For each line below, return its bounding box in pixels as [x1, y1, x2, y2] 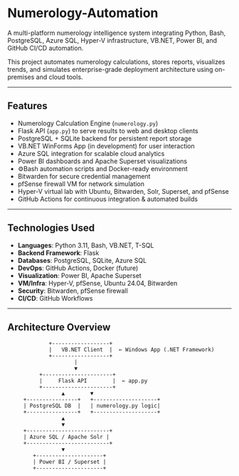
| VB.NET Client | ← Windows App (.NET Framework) [48, 346, 215, 353]
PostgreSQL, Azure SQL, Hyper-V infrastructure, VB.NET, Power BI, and [7, 36, 218, 44]
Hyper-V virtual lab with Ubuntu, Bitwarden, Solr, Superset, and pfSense [17, 187, 230, 195]
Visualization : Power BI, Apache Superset [17, 271, 142, 279]
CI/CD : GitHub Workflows [17, 294, 93, 302]
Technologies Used [7, 222, 95, 234]
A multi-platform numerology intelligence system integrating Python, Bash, [7, 29, 226, 37]
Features [7, 100, 48, 112]
